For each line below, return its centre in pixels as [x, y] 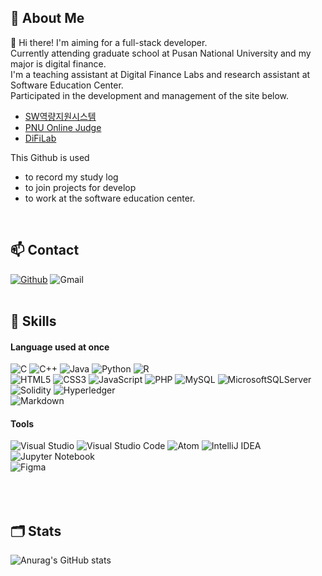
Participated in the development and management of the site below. [150, 95]
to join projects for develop [80, 187]
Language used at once [60, 347]
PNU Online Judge [63, 127]
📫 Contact [45, 250]
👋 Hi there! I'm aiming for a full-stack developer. [109, 42]
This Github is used [50, 157]
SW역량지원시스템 [60, 116]
